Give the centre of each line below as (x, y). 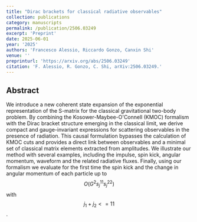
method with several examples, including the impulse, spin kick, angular (93, 155)
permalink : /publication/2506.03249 (51, 28)
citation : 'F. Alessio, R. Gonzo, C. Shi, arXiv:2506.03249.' (84, 66)
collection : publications (38, 17)
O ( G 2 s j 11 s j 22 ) (99, 184)
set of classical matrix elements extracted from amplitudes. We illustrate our (98, 149)
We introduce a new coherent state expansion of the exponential (85, 105)
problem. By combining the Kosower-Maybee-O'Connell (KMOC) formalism (98, 117)
